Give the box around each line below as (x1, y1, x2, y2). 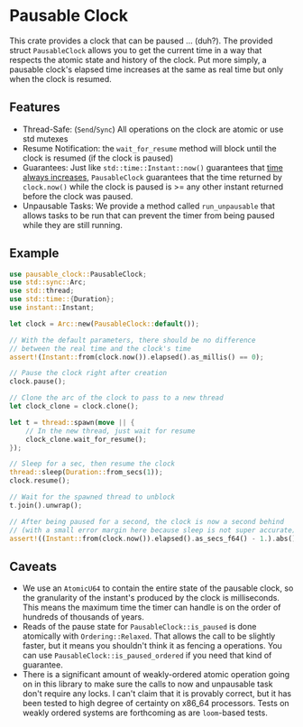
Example (9, 245, 60, 262)
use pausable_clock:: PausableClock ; (9, 270, 147, 279)
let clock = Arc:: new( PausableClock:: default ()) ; (9, 319, 200, 328)
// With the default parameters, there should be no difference (9, 336, 256, 345)
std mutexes (22, 133, 69, 144)
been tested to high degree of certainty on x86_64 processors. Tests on (22, 698, 290, 709)
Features (9, 100, 60, 115)
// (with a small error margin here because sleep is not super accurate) (9, 525, 297, 535)
